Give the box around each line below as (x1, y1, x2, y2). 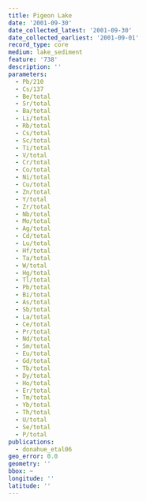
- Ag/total (15, 225, 51, 233)
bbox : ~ (8, 467, 34, 475)
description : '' (8, 63, 62, 71)
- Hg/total (15, 269, 51, 277)
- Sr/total (15, 100, 51, 108)
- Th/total (15, 409, 51, 417)
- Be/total (15, 92, 51, 100)
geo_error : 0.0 (8, 452, 58, 461)
